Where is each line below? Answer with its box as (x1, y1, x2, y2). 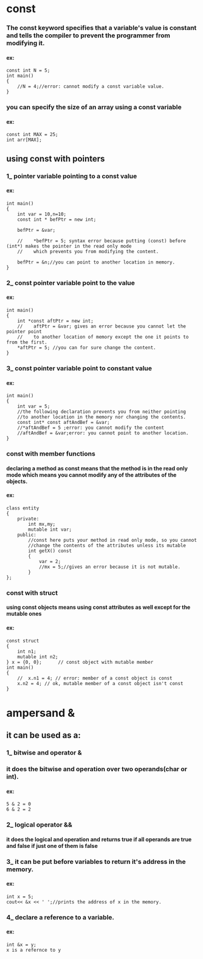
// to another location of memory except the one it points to (17, 334, 189, 340)
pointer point (6, 329, 43, 335)
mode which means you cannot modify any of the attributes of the (6, 471, 177, 478)
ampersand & (6, 706, 75, 720)
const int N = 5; (6, 68, 50, 74)
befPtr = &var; (17, 227, 56, 233)
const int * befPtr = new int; (17, 216, 97, 223)
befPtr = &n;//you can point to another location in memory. (17, 259, 175, 265)
